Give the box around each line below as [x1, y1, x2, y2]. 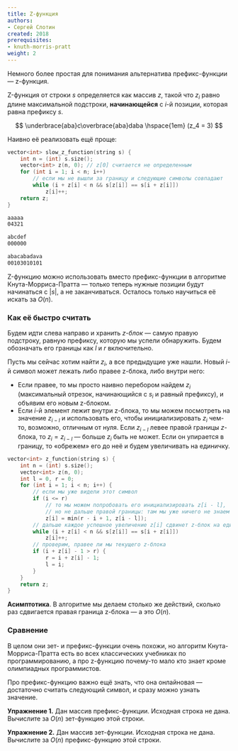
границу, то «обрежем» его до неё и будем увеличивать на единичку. [17, 441, 230, 450]
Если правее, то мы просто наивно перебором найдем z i [17, 380, 191, 391]
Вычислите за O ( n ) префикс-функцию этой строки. [7, 735, 161, 744]
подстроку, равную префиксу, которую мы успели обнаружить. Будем [7, 336, 222, 345]
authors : [7, 17, 33, 24]
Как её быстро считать [7, 313, 91, 323]
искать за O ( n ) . [7, 295, 53, 304]
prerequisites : [7, 37, 52, 44]
